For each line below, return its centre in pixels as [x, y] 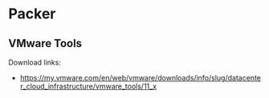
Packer [32, 14]
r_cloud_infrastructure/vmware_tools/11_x [88, 86]
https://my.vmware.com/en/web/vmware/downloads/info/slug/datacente [140, 78]
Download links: [35, 62]
